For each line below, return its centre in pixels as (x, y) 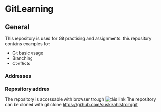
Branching (22, 58)
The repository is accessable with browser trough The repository (80, 99)
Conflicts (21, 63)
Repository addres (27, 89)
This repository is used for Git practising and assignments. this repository (78, 38)
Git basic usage (28, 53)
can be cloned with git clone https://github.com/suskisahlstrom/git (72, 105)
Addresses (18, 76)
